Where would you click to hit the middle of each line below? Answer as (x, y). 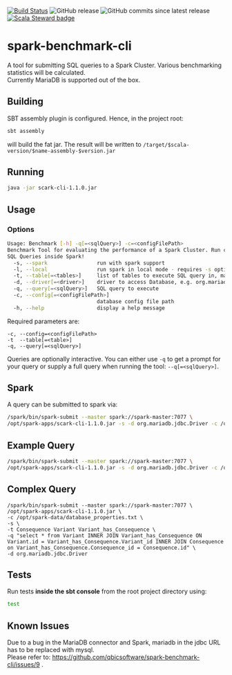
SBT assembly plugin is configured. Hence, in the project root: (96, 118)
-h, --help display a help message (89, 308)
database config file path (135, 301)
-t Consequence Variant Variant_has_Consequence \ (81, 530)
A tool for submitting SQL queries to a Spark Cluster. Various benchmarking (115, 65)
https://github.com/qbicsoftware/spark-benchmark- (126, 657)
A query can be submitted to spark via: (62, 404)
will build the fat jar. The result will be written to (74, 144)
